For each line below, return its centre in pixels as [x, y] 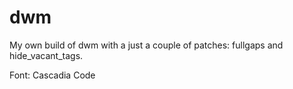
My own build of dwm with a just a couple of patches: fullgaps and [146, 45]
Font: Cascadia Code [52, 75]
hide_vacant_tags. [46, 55]
